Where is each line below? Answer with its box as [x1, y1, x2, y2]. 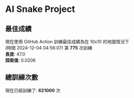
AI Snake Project [5, 3, 75, 15]
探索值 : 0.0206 [5, 57, 36, 63]
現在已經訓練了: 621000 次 [5, 87, 61, 93]
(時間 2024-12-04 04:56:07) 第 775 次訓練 [5, 45, 92, 51]
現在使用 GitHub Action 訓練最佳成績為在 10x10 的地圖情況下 [5, 39, 129, 44]
